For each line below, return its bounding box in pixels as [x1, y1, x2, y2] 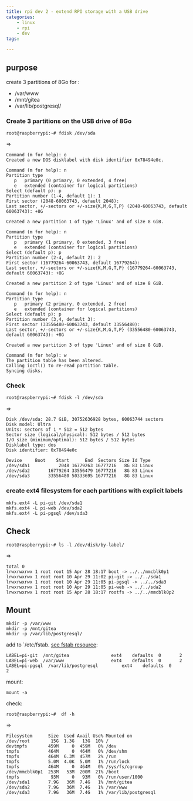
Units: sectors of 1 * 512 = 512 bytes [6, 427, 104, 433]
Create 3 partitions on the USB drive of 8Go [6, 117, 132, 125]
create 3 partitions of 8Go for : [6, 78, 80, 85]
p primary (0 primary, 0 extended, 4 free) [13, 177, 127, 184]
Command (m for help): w [6, 353, 67, 358]
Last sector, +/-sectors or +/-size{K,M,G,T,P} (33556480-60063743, [6, 327, 177, 333]
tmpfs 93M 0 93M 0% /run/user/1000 [6, 774, 143, 780]
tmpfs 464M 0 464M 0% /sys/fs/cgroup [6, 764, 143, 770]
